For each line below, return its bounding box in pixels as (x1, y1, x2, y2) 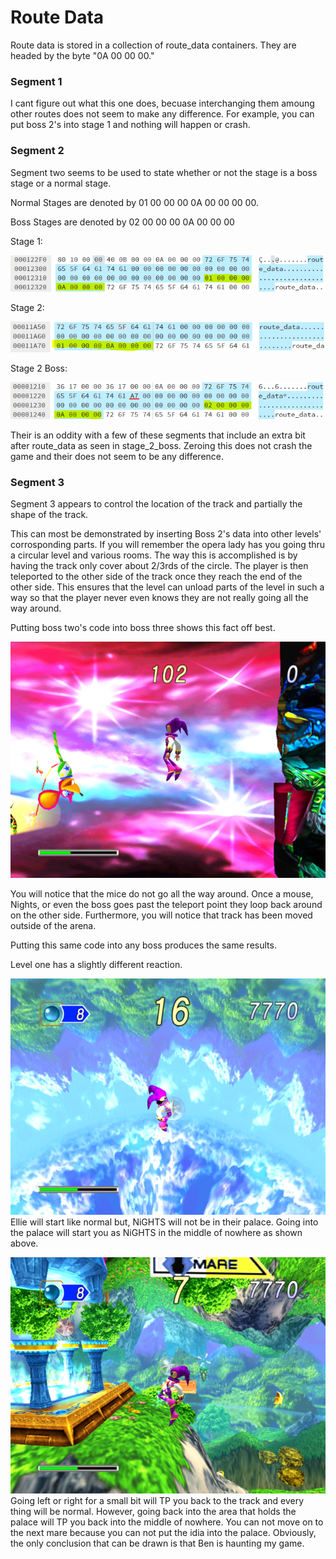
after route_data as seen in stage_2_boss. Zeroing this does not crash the (10, 439, 313, 451)
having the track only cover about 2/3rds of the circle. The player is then (10, 559, 309, 571)
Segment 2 (10, 144, 65, 158)
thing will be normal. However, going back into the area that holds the (10, 1505, 297, 1517)
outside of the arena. (10, 919, 97, 931)
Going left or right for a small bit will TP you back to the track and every (10, 1494, 305, 1506)
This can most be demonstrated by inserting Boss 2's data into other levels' (10, 527, 322, 540)
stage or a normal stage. (10, 177, 112, 189)
